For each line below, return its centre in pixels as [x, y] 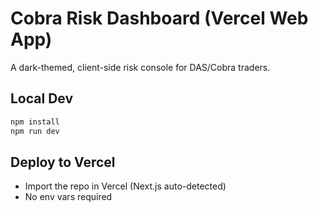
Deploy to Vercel [63, 162]
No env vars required [68, 197]
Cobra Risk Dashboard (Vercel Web [159, 18]
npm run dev [35, 131]
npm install [35, 122]
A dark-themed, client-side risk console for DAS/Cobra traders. [140, 67]
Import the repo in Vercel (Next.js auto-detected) [125, 186]
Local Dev [42, 98]
